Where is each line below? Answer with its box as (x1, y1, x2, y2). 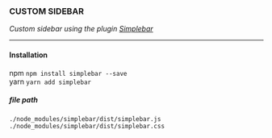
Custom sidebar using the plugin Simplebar (9, 24, 154, 34)
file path (9, 95, 39, 105)
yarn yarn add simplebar (9, 77, 92, 86)
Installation (9, 50, 48, 60)
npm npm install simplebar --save (9, 68, 128, 77)
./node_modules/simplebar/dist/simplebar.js (9, 115, 161, 123)
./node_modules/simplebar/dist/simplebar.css (9, 123, 165, 131)
